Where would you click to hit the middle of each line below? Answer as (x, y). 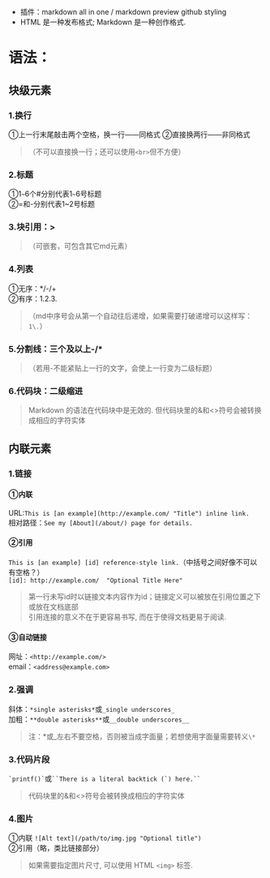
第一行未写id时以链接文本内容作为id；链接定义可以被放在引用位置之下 (144, 597)
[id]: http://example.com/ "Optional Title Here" (96, 581)
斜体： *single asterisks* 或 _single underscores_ (92, 709)
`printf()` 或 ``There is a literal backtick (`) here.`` (105, 778)
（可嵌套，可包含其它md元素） (80, 246)
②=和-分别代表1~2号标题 (52, 204)
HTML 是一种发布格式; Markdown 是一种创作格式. (103, 22)
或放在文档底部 (53, 607)
